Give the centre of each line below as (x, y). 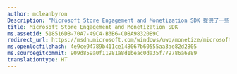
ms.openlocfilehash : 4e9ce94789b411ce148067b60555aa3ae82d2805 (102, 47)
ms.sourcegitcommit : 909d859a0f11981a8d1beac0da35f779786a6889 (102, 54)
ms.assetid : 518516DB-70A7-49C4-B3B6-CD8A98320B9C (83, 33)
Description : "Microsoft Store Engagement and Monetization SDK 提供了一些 (119, 20)
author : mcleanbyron (38, 14)
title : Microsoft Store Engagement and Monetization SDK (93, 27)
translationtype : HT (38, 60)
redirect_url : (28, 40)
